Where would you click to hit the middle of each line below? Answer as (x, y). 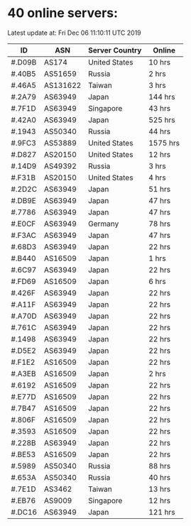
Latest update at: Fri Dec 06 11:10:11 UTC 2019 (75, 33)
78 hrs (160, 224)
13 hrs (160, 489)
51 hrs (160, 189)
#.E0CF (23, 224)
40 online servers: (63, 13)
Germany (103, 224)
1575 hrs (164, 143)
